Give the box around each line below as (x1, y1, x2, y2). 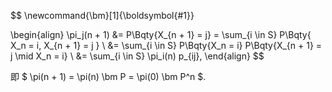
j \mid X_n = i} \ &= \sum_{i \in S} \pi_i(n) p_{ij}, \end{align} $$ (10, 50, 265, 62)
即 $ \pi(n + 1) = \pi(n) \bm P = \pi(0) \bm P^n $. (10, 71, 207, 82)
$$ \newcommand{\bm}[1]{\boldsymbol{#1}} (10, 10, 195, 21)
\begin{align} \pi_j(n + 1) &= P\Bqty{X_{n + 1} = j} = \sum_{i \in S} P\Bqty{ (10, 29, 312, 40)
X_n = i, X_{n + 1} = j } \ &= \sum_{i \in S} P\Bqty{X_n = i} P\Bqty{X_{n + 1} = (10, 40, 323, 51)
